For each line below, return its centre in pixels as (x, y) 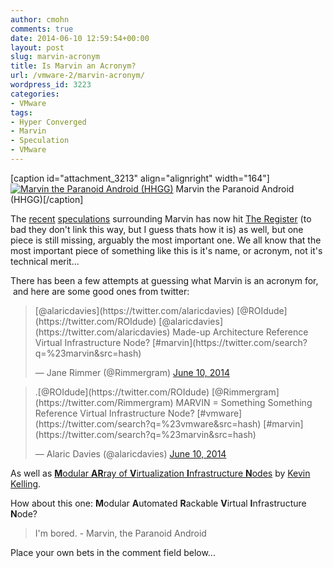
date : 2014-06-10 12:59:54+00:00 (80, 38)
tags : (21, 112)
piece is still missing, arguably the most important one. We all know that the (166, 240)
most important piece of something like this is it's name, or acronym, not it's (166, 250)
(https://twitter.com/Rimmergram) (104, 402)
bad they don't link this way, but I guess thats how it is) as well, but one (157, 229)
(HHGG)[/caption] (47, 199)
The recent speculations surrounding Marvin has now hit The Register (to (161, 218)
